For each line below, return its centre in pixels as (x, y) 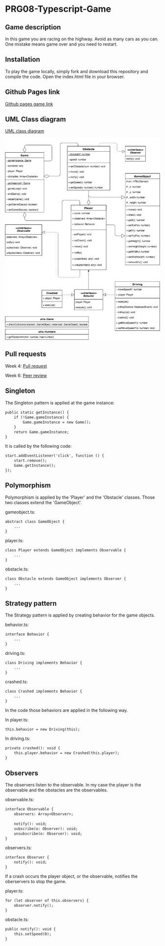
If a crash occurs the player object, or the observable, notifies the (71, 876)
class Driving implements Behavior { (44, 663)
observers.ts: (18, 848)
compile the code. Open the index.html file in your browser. (65, 77)
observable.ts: (20, 800)
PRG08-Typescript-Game (58, 9)
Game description (33, 27)
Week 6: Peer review (26, 375)
